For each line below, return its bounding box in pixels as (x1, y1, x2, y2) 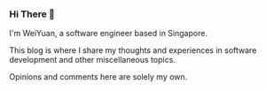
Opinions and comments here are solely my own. (9, 72, 188, 82)
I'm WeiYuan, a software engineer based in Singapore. (9, 28, 208, 39)
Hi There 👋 (9, 8, 55, 20)
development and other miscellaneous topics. (9, 55, 176, 65)
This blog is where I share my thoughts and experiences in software (9, 45, 257, 56)
